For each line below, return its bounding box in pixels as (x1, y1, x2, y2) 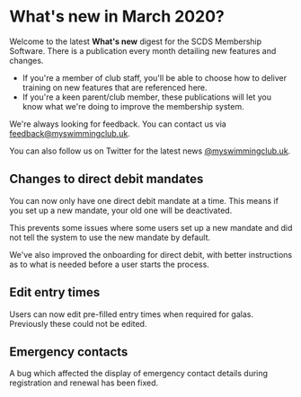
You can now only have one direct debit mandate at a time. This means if (9, 195, 279, 206)
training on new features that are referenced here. (22, 82, 208, 93)
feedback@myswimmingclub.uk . (9, 128, 130, 138)
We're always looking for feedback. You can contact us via (9, 119, 226, 129)
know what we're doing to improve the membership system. (22, 101, 244, 111)
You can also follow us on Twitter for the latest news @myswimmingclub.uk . (9, 146, 291, 156)
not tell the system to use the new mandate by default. (9, 232, 211, 243)
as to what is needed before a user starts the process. (9, 259, 209, 269)
